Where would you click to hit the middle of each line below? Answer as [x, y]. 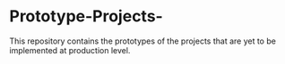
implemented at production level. [70, 50]
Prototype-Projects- [86, 16]
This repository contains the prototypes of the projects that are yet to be [142, 41]
